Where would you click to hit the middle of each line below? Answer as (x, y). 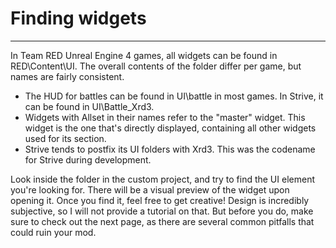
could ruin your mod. (53, 232)
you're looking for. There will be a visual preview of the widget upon (150, 189)
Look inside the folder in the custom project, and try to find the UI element (162, 179)
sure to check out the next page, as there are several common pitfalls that (162, 221)
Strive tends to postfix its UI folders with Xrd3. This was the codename (170, 149)
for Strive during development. (88, 159)
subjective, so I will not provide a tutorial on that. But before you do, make (162, 211)
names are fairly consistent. (67, 76)
